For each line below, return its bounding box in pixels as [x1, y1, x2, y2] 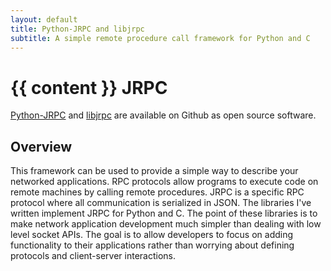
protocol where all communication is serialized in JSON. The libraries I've [10, 197, 312, 209]
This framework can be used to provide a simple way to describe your [10, 165, 299, 177]
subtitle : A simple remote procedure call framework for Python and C [10, 33, 311, 43]
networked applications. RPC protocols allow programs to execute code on [10, 176, 319, 188]
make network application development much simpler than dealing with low [10, 218, 322, 230]
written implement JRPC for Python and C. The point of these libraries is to [10, 207, 318, 220]
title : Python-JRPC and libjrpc [10, 24, 145, 34]
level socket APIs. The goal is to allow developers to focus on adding [10, 229, 294, 241]
